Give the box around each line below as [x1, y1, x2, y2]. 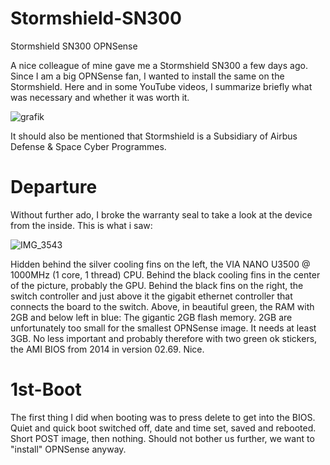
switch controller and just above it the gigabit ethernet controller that [10, 290, 293, 302]
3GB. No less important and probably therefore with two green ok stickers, [10, 332, 318, 344]
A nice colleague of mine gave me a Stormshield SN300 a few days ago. [10, 59, 308, 71]
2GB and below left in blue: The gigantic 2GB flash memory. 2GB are [10, 311, 293, 323]
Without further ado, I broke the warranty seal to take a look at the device [10, 208, 313, 221]
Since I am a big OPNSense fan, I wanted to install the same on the [10, 70, 285, 82]
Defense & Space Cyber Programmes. [10, 140, 167, 152]
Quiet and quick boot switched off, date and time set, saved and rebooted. [10, 422, 317, 434]
